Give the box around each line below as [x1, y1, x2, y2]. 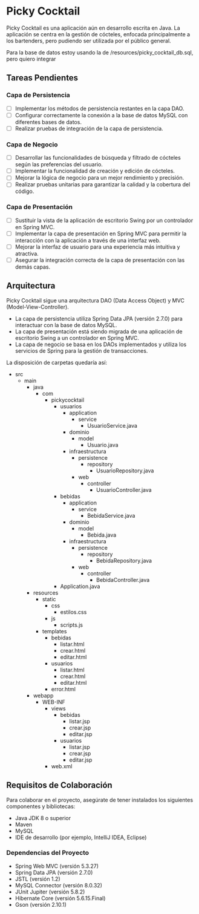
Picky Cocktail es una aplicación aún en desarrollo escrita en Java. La [6, 24, 180, 31]
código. [15, 188, 34, 195]
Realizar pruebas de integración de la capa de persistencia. [15, 125, 163, 132]
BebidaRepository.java [96, 557, 152, 564]
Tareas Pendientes [6, 73, 79, 83]
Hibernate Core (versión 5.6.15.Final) [15, 894, 106, 902]
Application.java [60, 583, 100, 590]
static [42, 595, 56, 602]
